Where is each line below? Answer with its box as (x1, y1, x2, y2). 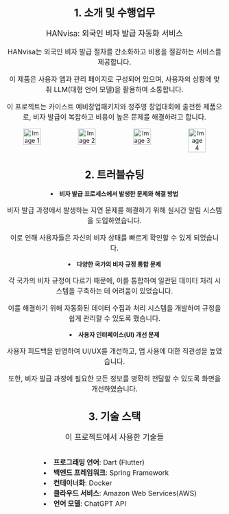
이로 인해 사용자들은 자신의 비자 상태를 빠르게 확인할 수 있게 (10, 233, 192, 243)
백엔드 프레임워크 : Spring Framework (53, 467, 169, 477)
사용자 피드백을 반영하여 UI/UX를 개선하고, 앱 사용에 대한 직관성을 (6, 346, 208, 356)
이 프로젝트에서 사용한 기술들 (64, 432, 165, 442)
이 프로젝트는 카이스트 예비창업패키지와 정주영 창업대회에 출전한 (6, 102, 202, 111)
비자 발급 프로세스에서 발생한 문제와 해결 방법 (59, 190, 179, 198)
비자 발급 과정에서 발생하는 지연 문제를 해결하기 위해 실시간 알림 (7, 205, 202, 215)
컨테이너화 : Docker (53, 478, 112, 487)
